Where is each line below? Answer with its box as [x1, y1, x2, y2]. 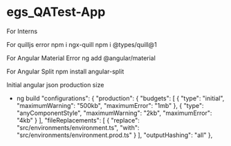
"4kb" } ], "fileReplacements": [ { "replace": [16, 116, 140, 125]
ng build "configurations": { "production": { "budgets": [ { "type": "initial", [16, 94, 225, 102]
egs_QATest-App [6, 4, 106, 20]
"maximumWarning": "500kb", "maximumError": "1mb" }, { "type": [16, 101, 204, 109]
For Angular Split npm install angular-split [6, 67, 124, 75]
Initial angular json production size [6, 80, 104, 89]
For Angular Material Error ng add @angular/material [6, 53, 156, 62]
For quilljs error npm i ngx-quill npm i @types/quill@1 [6, 40, 157, 48]
